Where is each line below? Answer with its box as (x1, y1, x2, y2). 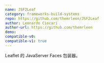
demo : (5, 30, 16, 34)
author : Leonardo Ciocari (5, 20, 58, 26)
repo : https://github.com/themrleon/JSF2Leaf (5, 16, 99, 21)
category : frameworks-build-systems (5, 12, 80, 16)
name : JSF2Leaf (5, 7, 36, 12)
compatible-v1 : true (5, 39, 47, 44)
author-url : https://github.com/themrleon (5, 25, 93, 30)
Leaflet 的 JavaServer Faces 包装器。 (5, 52, 81, 58)
